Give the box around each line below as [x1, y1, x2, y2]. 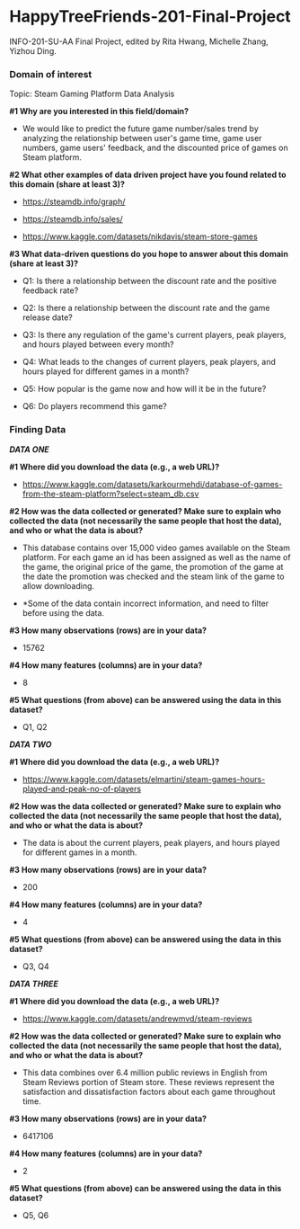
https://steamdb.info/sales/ [22, 214, 123, 225]
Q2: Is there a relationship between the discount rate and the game [22, 303, 270, 314]
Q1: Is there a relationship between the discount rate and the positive [22, 276, 277, 287]
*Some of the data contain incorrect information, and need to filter [22, 598, 269, 609]
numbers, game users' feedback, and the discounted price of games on [22, 142, 289, 154]
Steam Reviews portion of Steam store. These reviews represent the [22, 1076, 276, 1087]
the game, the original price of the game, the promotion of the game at [22, 561, 284, 572]
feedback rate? [22, 285, 79, 296]
